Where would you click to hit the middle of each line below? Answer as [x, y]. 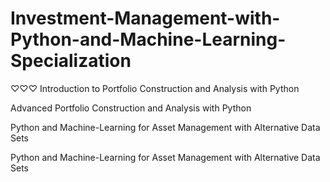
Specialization [71, 61]
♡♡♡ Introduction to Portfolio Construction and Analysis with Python [155, 88]
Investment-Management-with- [145, 18]
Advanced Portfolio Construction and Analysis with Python [131, 108]
